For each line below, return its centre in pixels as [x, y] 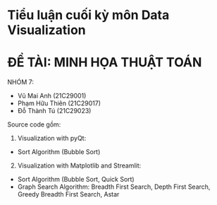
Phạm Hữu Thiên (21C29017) [59, 103]
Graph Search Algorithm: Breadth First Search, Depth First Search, [114, 187]
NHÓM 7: [20, 82]
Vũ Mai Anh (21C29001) [52, 96]
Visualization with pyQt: [52, 139]
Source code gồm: [34, 124]
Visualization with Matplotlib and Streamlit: [79, 165]
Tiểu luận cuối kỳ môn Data [88, 15]
